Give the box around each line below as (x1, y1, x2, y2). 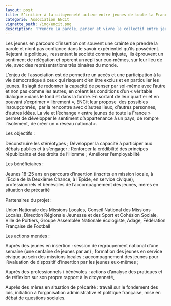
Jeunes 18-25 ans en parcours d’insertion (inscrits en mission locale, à (5, 171, 154, 177)
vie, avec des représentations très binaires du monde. (5, 62, 118, 68)
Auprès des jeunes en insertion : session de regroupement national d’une (5, 243, 159, 249)
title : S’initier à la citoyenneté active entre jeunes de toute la (5, 12, 154, 17)
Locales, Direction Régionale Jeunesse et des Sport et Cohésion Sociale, (5, 212, 158, 218)
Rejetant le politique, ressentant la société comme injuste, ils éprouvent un (5, 51, 164, 58)
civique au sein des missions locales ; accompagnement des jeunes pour (5, 254, 159, 260)
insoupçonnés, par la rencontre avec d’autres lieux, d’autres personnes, (5, 104, 157, 110)
